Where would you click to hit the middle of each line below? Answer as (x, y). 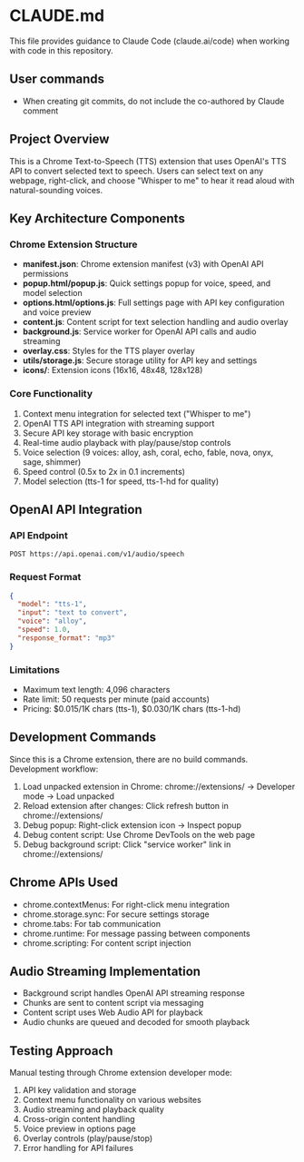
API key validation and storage (79, 1090)
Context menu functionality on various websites (112, 1100)
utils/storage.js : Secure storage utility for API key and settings (140, 360)
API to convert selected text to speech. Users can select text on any (137, 171)
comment (40, 111)
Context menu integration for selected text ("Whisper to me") (137, 413)
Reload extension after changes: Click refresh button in (125, 805)
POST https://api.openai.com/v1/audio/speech (97, 555)
